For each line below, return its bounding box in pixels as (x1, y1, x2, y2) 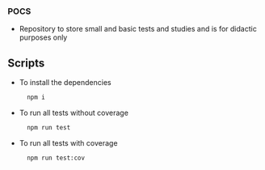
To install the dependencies (19, 78, 111, 87)
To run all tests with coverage (19, 138, 118, 147)
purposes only (19, 32, 68, 42)
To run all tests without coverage (19, 108, 128, 117)
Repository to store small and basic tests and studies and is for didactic (19, 24, 258, 34)
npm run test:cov (27, 154, 86, 162)
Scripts (7, 56, 45, 70)
